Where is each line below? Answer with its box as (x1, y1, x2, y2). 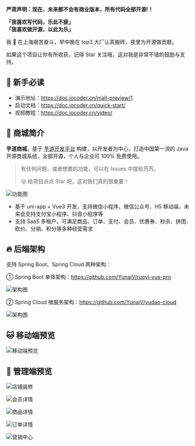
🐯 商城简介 (6, 128, 44, 138)
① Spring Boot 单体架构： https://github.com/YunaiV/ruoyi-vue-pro (6, 273, 171, 281)
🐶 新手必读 (6, 77, 44, 88)
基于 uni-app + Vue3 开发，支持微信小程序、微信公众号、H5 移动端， (14, 203, 184, 210)
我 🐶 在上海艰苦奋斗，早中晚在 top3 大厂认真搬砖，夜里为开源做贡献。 (6, 39, 177, 45)
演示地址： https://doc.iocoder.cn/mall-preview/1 (14, 94, 133, 101)
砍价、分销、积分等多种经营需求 (14, 225, 93, 232)
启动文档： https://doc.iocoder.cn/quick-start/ (14, 101, 126, 109)
